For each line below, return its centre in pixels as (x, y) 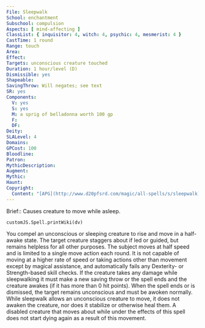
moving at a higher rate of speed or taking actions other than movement (97, 260)
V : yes (20, 103)
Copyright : (20, 188)
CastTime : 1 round (30, 40)
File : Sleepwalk (27, 12)
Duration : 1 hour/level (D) (42, 69)
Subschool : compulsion (35, 23)
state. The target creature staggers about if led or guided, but (101, 240)
